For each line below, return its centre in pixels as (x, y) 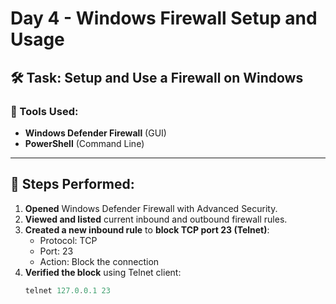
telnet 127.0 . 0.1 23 (67, 290)
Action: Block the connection (99, 261)
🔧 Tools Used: (44, 111)
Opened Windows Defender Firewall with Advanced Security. (151, 208)
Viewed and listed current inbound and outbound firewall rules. (156, 219)
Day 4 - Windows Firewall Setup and (164, 18)
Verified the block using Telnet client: (103, 272)
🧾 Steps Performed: (72, 184)
